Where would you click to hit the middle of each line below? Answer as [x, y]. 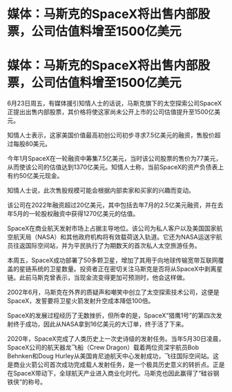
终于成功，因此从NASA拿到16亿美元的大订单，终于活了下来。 [100, 324]
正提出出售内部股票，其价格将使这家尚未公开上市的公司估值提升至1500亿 [111, 112]
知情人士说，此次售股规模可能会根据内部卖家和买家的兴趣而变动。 [101, 190]
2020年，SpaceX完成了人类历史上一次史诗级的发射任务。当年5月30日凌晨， [116, 339]
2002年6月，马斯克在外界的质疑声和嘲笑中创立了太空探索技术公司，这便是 [113, 292]
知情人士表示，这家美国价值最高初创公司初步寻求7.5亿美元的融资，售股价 [111, 135]
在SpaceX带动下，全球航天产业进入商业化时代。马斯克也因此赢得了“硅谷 [110, 373]
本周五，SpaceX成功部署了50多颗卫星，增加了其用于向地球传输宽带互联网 [113, 260]
